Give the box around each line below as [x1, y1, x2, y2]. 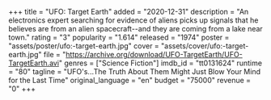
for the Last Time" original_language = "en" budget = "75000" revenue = [8, 76, 252, 85]
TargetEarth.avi [8, 58, 59, 68]
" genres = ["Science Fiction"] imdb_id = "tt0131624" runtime [58, 58, 263, 68]
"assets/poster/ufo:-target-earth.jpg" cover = [8, 41, 159, 51]
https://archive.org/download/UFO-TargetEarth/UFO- [66, 50, 243, 59]
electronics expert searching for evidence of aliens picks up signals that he [8, 15, 259, 25]
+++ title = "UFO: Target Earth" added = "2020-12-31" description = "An [8, 7, 249, 16]
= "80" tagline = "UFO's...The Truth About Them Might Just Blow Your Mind [8, 67, 261, 76]
